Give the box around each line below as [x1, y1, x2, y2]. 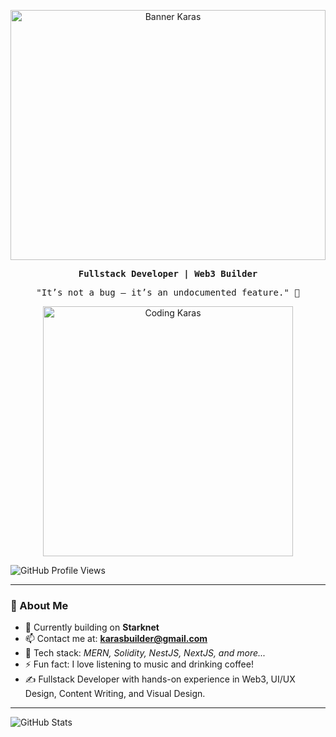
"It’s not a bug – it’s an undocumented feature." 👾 [36, 287, 300, 298]
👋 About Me [10, 598, 69, 612]
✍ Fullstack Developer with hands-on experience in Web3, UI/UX [24, 673, 296, 685]
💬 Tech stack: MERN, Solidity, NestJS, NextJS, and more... [24, 647, 267, 659]
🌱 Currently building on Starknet [24, 621, 160, 634]
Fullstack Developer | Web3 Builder [78, 268, 258, 279]
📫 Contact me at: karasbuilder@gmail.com [24, 633, 208, 645]
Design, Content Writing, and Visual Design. [24, 688, 206, 700]
